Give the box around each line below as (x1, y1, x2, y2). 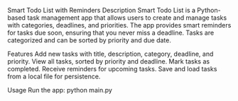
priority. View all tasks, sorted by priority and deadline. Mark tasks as (7, 57, 210, 66)
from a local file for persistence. (7, 72, 101, 81)
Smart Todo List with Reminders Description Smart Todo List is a (7, 6, 196, 14)
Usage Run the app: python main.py (7, 86, 112, 94)
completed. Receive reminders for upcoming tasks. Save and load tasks (7, 65, 217, 73)
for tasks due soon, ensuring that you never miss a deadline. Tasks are (7, 28, 215, 37)
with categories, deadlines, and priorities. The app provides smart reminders (7, 21, 232, 29)
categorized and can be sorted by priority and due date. (7, 36, 172, 44)
